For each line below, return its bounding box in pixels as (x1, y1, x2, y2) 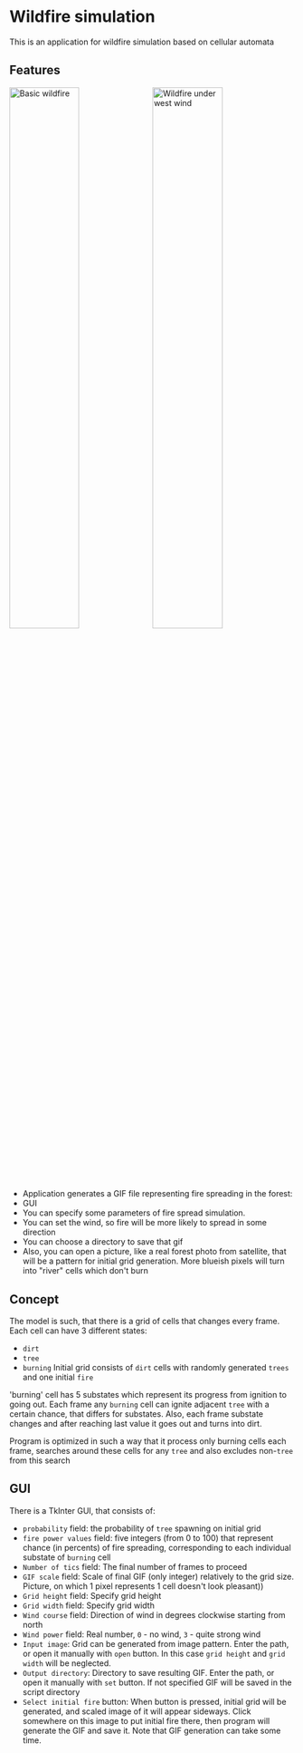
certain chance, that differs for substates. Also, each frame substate (9, 1409, 264, 1419)
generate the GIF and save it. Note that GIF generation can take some (22, 1725, 281, 1736)
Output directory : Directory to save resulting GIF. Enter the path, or (22, 1667, 275, 1678)
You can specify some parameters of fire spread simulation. (22, 1207, 246, 1218)
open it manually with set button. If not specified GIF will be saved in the (22, 1677, 292, 1688)
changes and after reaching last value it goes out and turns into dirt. (9, 1419, 262, 1429)
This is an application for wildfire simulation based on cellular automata (9, 36, 274, 47)
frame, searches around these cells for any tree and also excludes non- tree (9, 1446, 294, 1457)
